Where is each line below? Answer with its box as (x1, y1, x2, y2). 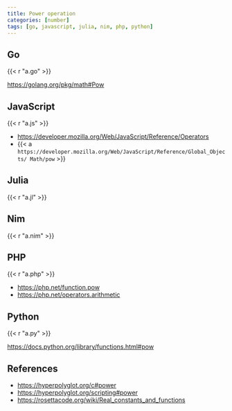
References (7, 362, 58, 374)
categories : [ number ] (7, 17, 70, 24)
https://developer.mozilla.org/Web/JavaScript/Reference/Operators (17, 132, 209, 141)
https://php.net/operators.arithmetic (17, 290, 121, 299)
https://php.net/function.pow (17, 283, 100, 292)
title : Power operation (7, 10, 76, 17)
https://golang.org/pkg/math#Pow (7, 80, 105, 89)
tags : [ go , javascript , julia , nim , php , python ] (7, 23, 154, 30)
